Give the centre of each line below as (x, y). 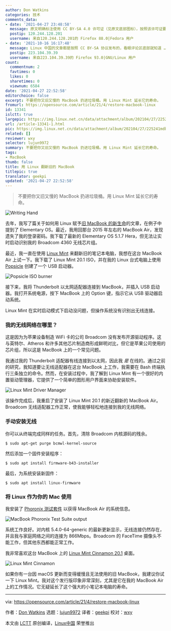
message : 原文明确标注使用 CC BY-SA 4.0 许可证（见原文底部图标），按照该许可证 (86, 29)
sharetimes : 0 (25, 81)
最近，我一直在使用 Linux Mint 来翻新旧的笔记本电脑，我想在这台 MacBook (84, 253)
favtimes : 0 (23, 72)
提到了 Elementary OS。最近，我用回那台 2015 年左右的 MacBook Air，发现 (84, 230)
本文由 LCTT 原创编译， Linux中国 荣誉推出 (50, 623)
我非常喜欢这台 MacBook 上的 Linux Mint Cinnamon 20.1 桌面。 (71, 553)
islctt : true (19, 115)
